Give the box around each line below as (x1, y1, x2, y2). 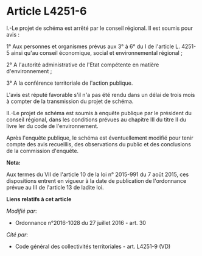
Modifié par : (6, 207, 38, 215)
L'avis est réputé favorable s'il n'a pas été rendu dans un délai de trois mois (6, 91, 195, 98)
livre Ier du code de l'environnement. (6, 122, 99, 129)
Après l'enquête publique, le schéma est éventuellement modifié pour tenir (6, 134, 193, 141)
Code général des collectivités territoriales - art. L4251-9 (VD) (15, 243, 171, 250)
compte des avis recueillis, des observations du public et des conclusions (6, 140, 192, 148)
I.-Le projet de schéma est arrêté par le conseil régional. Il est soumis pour (6, 24, 193, 32)
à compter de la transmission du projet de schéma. (6, 98, 134, 105)
